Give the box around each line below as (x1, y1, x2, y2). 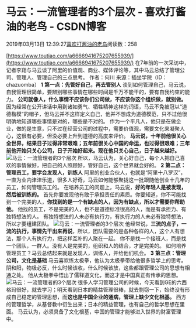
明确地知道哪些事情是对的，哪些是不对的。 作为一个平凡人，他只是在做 (6, 118, 176, 125)
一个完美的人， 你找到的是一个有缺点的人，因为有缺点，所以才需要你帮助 (10, 198, 185, 205)
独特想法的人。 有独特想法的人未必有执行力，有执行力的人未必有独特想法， (6, 213, 187, 220)
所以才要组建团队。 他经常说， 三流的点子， (6, 220, 182, 227)
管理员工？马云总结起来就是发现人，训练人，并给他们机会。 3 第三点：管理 (6, 250, 186, 257)
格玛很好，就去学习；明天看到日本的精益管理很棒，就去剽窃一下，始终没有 (6, 286, 185, 293)
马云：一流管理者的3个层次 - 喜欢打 (6, 5, 176, 19)
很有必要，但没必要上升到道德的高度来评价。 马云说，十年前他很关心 (21, 132, 187, 139)
